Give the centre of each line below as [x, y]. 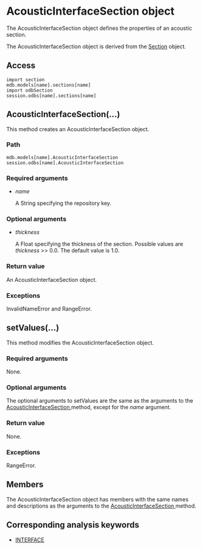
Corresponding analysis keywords [73, 525]
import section [26, 80]
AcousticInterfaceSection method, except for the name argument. [89, 407]
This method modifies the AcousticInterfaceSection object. [80, 342]
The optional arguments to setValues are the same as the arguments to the [100, 401]
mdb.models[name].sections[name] [49, 85]
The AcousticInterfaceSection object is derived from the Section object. [96, 46]
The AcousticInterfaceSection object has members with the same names [97, 499]
